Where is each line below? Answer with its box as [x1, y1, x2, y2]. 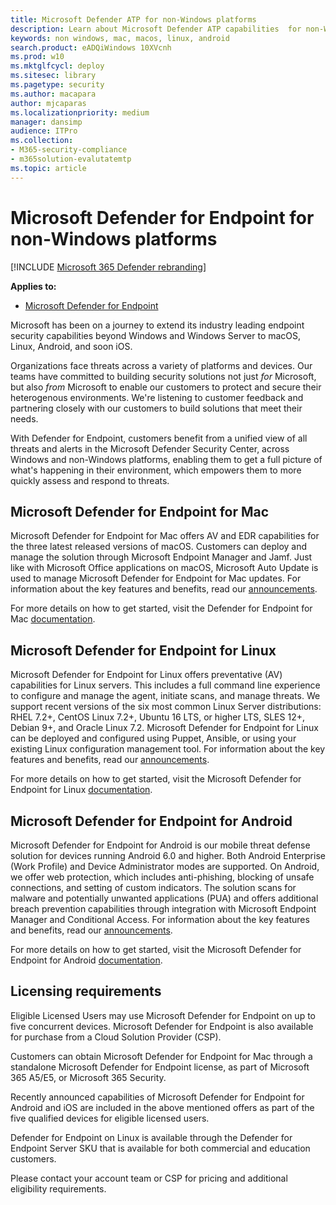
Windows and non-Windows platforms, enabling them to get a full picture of [10, 453, 323, 465]
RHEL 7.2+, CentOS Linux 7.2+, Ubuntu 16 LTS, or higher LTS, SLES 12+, [10, 711, 305, 723]
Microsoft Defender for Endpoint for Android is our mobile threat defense [10, 839, 311, 851]
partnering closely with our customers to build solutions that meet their [10, 402, 303, 414]
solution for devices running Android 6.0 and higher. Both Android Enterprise [10, 850, 326, 861]
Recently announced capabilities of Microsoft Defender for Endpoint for [10, 1091, 305, 1103]
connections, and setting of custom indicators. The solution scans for [10, 882, 297, 893]
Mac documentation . [10, 613, 96, 625]
